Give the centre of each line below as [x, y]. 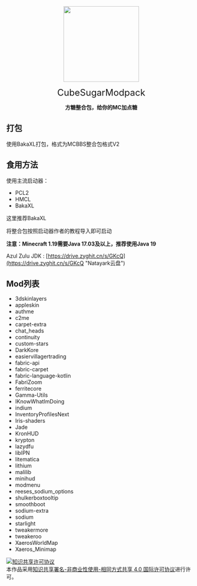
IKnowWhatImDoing [40, 402]
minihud [25, 479]
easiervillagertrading [41, 357]
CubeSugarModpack [101, 93]
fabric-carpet [32, 370]
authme [24, 311]
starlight [25, 524]
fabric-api [27, 363]
